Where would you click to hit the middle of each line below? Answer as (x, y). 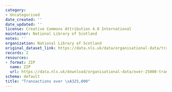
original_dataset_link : (31, 48)
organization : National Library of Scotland (53, 43)
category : (16, 10)
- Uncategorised (23, 15)
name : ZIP (20, 67)
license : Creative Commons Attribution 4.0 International (68, 29)
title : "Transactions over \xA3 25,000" (48, 81)
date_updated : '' (24, 24)
